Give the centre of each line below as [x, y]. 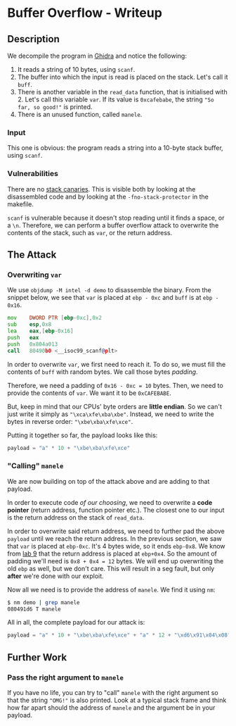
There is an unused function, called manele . [80, 114]
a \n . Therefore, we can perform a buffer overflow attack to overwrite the [113, 225]
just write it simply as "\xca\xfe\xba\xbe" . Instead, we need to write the [111, 414]
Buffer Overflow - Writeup [85, 13]
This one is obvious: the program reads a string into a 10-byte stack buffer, [115, 148]
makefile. [20, 204]
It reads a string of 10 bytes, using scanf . [76, 69]
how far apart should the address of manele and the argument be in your [111, 708]
